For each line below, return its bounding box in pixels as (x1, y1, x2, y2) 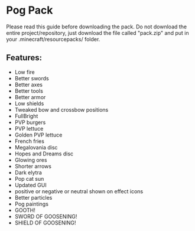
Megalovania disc (14, 144, 58, 151)
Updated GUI (14, 181, 47, 188)
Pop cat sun (14, 175, 44, 182)
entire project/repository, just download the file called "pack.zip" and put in (6, 29, 189, 36)
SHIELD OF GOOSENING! (14, 219, 76, 226)
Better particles (14, 194, 53, 201)
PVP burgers (14, 119, 46, 126)
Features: (6, 53, 43, 63)
